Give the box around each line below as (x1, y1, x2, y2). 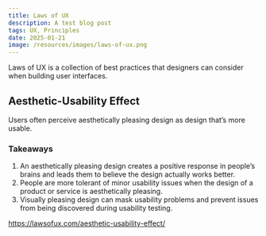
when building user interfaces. (8, 71, 108, 81)
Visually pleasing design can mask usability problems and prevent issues (19, 195, 259, 204)
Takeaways (8, 143, 53, 154)
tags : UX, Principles (8, 26, 80, 34)
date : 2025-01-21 (8, 33, 66, 42)
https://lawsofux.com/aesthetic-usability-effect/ (8, 219, 165, 228)
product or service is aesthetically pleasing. (19, 187, 163, 196)
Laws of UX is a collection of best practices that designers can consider (8, 63, 244, 72)
